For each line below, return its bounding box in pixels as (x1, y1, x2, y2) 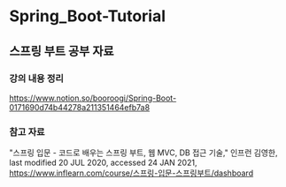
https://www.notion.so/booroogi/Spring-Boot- (9, 93, 177, 103)
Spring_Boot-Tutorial (9, 6, 166, 26)
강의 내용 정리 (9, 72, 65, 85)
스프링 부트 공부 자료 (9, 43, 114, 58)
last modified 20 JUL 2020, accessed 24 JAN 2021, (9, 157, 197, 168)
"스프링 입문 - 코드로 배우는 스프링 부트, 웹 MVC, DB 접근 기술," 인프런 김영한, (9, 147, 278, 158)
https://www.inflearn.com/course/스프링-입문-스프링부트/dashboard (9, 168, 254, 178)
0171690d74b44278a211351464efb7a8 (9, 101, 151, 112)
